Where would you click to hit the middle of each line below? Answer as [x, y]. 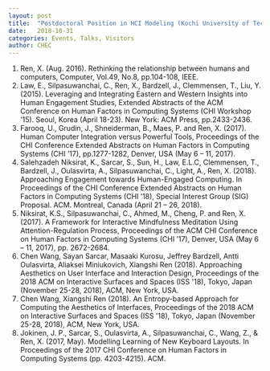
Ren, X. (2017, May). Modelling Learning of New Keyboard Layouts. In [135, 341]
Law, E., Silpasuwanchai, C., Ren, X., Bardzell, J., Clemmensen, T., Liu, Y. [140, 86]
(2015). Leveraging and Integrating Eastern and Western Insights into [134, 94]
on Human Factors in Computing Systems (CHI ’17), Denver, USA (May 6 [139, 239]
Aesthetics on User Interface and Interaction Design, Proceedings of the [139, 273]
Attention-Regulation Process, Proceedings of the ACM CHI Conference [139, 230]
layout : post [30, 16]
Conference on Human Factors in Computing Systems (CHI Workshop [135, 111]
